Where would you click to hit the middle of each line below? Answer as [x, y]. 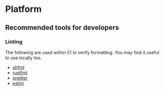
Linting [14, 42]
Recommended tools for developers [62, 28]
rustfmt [20, 73]
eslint [18, 83]
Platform [23, 9]
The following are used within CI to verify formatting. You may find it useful [82, 52]
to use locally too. [23, 58]
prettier [20, 78]
